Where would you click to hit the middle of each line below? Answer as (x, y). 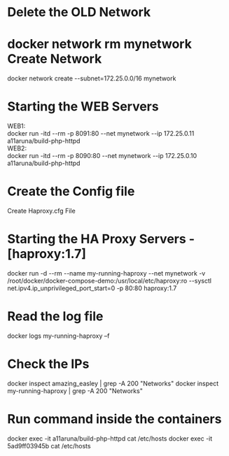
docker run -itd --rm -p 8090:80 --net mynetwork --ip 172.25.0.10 (102, 156)
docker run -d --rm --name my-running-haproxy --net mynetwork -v (106, 273)
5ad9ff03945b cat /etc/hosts (49, 446)
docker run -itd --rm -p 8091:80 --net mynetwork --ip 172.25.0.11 (101, 134)
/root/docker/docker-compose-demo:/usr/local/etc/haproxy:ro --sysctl (110, 280)
